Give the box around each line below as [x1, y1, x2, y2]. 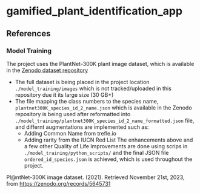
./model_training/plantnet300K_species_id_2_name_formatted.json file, [15, 117, 195, 124]
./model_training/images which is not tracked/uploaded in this [15, 85, 172, 92]
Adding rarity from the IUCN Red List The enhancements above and [24, 136, 193, 143]
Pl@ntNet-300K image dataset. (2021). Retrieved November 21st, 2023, [6, 174, 185, 181]
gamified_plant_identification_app [6, 4, 183, 18]
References [6, 28, 51, 39]
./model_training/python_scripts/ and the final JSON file [24, 149, 169, 156]
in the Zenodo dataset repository [6, 67, 88, 74]
